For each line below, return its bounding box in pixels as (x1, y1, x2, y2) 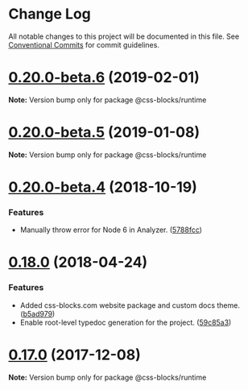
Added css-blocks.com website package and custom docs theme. (19, 300, 240, 310)
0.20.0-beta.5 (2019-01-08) (8, 123, 200, 142)
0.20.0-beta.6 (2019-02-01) (8, 68, 200, 87)
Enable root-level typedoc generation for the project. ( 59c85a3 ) (19, 317, 232, 327)
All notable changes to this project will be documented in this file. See (8, 31, 240, 41)
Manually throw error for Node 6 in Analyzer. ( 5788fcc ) (19, 225, 203, 234)
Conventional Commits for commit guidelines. (8, 39, 159, 49)
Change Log (8, 5, 91, 23)
